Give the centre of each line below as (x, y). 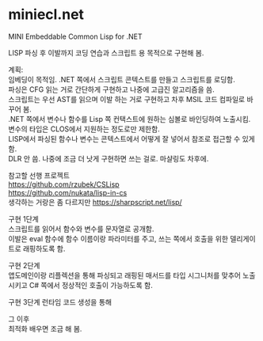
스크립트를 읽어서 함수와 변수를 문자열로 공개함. (81, 229)
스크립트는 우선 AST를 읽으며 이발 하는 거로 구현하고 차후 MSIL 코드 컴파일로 (127, 99)
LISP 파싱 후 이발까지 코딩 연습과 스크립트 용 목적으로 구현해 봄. (106, 52)
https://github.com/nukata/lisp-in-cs (68, 192)
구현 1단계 (24, 218)
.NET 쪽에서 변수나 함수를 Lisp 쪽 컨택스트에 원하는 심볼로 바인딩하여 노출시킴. (130, 119)
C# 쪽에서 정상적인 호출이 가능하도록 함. (91, 285)
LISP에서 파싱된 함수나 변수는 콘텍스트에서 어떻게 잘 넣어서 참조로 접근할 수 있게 (131, 138)
